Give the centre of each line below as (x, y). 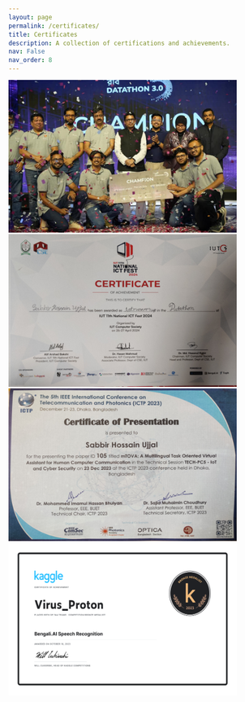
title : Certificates (43, 34)
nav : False (27, 52)
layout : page (30, 17)
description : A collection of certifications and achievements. (119, 43)
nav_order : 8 (30, 60)
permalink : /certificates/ (54, 26)
